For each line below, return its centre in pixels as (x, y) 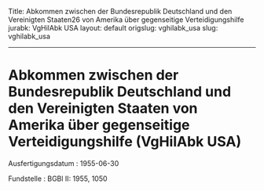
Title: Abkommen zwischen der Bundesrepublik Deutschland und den (120, 11)
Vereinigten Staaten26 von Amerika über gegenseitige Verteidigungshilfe (126, 20)
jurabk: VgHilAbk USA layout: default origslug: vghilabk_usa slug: (113, 28)
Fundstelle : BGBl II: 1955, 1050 (58, 178)
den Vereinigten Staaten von (103, 108)
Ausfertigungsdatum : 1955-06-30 (64, 163)
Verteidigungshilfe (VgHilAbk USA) (125, 142)
